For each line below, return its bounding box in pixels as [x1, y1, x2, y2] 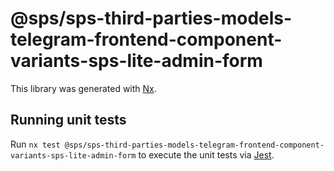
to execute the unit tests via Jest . [138, 148, 275, 161]
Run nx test [10, 138, 61, 150]
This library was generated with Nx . [10, 82, 157, 94]
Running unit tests [10, 112, 127, 129]
